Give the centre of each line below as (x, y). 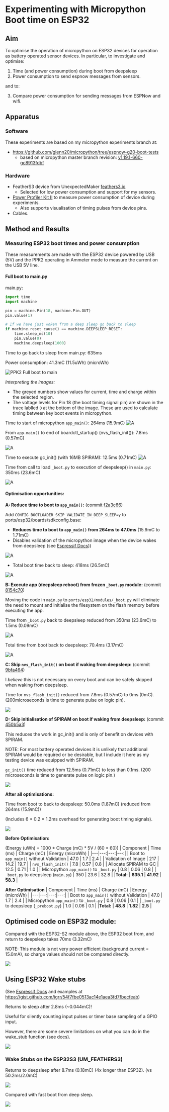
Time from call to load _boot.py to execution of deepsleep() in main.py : (78, 467)
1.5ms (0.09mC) (22, 625)
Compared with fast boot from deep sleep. (49, 1094)
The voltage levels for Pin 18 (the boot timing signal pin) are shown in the (88, 402)
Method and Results (37, 229)
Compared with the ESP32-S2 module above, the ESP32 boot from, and (80, 934)
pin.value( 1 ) (19, 315)
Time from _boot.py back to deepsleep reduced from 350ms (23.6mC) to (81, 620)
